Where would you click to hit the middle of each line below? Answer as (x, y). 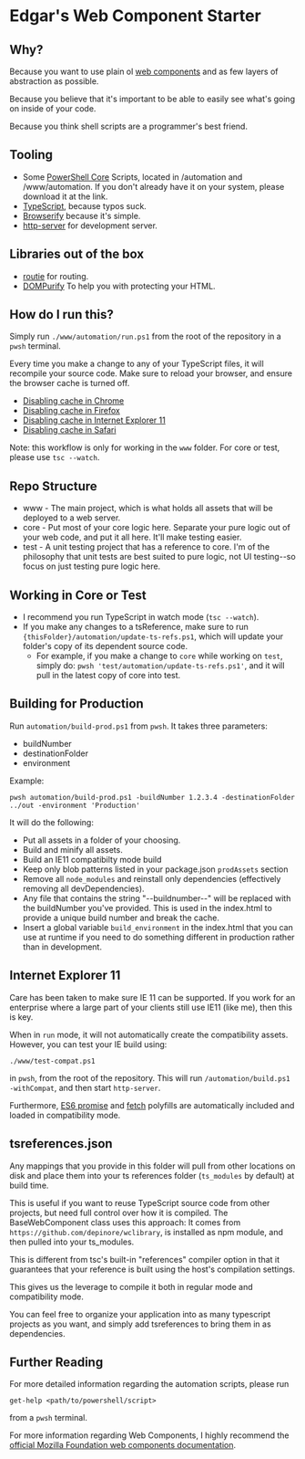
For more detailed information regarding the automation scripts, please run (149, 1384)
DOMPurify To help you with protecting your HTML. (119, 286)
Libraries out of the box (76, 254)
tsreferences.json (61, 1144)
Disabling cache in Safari (69, 430)
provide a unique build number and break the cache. (121, 918)
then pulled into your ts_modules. (72, 1242)
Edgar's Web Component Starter (135, 16)
